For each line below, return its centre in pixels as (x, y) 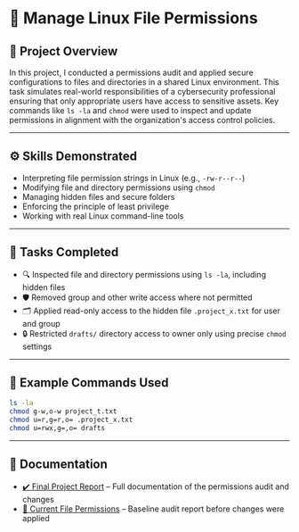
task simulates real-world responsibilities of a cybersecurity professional (142, 91)
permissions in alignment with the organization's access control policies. (142, 120)
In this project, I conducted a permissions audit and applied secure (131, 72)
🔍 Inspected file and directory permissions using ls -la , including (144, 274)
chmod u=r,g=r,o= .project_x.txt (71, 420)
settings (37, 346)
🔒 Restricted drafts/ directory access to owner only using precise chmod (154, 333)
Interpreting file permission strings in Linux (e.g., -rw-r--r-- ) (133, 178)
